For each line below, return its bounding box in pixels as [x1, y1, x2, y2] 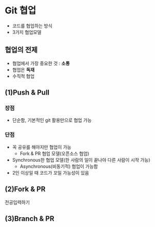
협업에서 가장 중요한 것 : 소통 [12, 60, 70, 66]
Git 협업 [5, 5, 36, 16]
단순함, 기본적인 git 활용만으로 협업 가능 [12, 117, 92, 123]
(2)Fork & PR [5, 185, 46, 194]
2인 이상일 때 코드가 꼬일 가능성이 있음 [12, 169, 89, 176]
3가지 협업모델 [12, 29, 42, 35]
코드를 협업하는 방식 [12, 23, 52, 29]
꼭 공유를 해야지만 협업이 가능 [12, 144, 71, 150]
